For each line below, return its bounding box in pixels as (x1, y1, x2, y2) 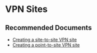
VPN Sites (5, 3, 48, 15)
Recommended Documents (5, 23, 92, 32)
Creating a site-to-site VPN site (12, 36, 77, 42)
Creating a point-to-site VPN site (12, 42, 80, 48)
